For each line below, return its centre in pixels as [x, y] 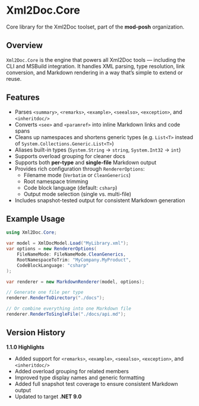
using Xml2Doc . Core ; [32, 232]
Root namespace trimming [56, 181]
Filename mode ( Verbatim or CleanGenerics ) [77, 175]
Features [23, 98]
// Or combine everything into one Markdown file [69, 309]
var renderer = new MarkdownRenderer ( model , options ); [75, 282]
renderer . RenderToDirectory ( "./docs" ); [56, 298]
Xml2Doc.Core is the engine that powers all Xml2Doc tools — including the [96, 59]
